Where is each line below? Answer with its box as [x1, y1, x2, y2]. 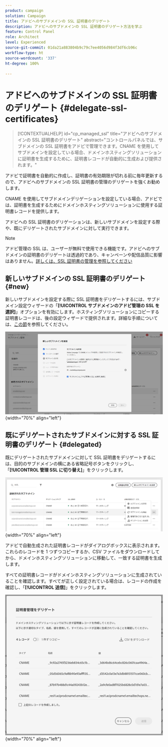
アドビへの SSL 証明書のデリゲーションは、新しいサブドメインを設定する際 [5, 219, 160, 225]
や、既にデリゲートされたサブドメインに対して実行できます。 [5, 225, 131, 231]
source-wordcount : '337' [5, 56, 57, 61]
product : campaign [5, 8, 43, 13]
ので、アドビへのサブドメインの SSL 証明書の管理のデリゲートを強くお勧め [5, 179, 160, 185]
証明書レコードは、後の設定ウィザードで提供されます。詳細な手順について [5, 315, 158, 321]
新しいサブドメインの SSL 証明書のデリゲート [5, 274, 146, 283]
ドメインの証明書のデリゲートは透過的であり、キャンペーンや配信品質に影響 [5, 252, 162, 258]
